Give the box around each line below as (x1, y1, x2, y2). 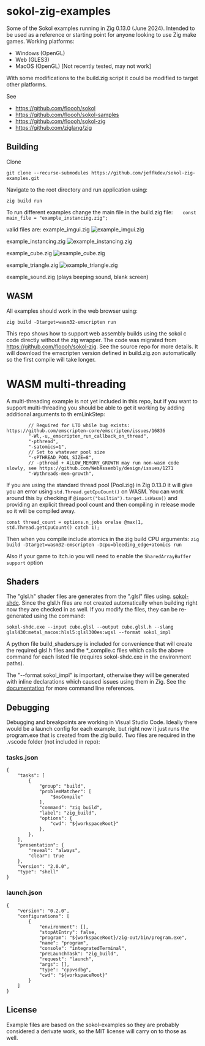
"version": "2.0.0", (17, 864, 70, 870)
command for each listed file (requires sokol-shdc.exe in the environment (6, 653, 192, 660)
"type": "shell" (17, 869, 59, 875)
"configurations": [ (17, 913, 70, 919)
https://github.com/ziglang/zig (15, 124, 92, 131)
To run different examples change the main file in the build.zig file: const (6, 208, 197, 215)
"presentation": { (17, 842, 64, 848)
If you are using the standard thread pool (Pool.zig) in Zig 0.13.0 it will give (6, 481, 193, 488)
